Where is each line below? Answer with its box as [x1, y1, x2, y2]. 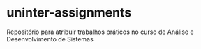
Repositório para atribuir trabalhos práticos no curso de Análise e [6, 28, 194, 36]
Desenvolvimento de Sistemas [6, 35, 94, 43]
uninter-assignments [6, 5, 132, 21]
